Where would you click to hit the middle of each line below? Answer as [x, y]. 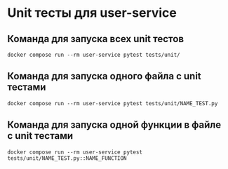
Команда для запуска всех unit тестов [96, 39]
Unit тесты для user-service [92, 13]
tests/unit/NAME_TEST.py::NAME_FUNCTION [67, 158]
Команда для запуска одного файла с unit [104, 76]
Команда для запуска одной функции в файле [114, 125]
